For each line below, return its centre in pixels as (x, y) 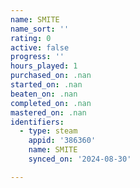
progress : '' (37, 57)
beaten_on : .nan (44, 94)
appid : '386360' (62, 141)
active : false (40, 47)
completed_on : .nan (51, 103)
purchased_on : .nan (51, 76)
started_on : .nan (46, 85)
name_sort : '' (40, 29)
